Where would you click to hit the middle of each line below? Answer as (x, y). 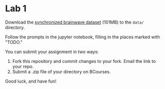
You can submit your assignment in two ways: (52, 52)
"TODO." (14, 42)
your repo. (23, 66)
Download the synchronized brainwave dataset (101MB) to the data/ (75, 22)
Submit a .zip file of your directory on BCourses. (61, 71)
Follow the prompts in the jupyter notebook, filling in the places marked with (82, 37)
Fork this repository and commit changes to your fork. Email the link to (84, 61)
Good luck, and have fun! (31, 81)
